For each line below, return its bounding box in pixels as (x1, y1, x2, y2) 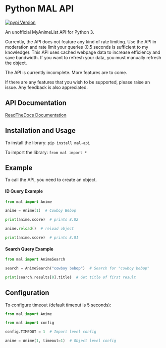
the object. (5, 60, 27, 66)
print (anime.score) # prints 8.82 (5, 217, 79, 222)
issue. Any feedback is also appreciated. (5, 84, 88, 90)
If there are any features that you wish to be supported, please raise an (5, 79, 150, 85)
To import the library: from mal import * (5, 149, 87, 155)
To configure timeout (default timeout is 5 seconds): (5, 302, 111, 308)
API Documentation (5, 99, 67, 107)
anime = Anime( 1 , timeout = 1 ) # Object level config (5, 339, 116, 344)
